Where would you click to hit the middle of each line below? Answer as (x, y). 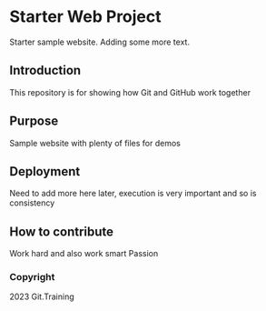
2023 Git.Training (42, 296)
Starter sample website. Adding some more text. (100, 42)
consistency (32, 203)
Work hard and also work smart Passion (84, 254)
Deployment (45, 171)
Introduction (45, 70)
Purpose (34, 121)
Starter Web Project (85, 17)
